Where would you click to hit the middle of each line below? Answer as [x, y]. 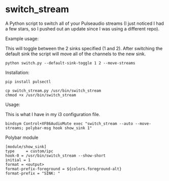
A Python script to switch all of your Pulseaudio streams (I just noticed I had [85, 23]
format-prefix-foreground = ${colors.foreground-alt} [64, 169]
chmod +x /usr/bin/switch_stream [41, 95]
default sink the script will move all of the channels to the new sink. [76, 54]
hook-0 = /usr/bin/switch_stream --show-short [55, 156]
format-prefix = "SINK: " [33, 173]
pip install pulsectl [28, 82]
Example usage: [22, 39]
